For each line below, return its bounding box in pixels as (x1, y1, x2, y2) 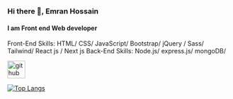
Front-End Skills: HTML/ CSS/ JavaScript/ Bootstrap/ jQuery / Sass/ (7, 39, 204, 48)
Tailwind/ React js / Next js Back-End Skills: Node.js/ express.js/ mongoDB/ (7, 47, 227, 55)
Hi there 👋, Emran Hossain (7, 6, 99, 16)
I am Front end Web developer (7, 24, 98, 32)
